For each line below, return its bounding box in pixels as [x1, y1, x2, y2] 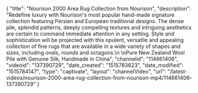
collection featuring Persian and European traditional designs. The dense [6, 18, 184, 24]
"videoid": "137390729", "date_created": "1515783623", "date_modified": [6, 62, 184, 69]
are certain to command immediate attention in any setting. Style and [6, 30, 175, 37]
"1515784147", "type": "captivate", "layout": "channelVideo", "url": [6, 68, 167, 75]
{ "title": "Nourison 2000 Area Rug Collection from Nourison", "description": [6, 5, 191, 12]
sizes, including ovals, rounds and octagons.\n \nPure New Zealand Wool [6, 49, 185, 56]
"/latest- [167, 68, 188, 75]
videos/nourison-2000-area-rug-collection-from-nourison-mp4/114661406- [6, 74, 193, 81]
